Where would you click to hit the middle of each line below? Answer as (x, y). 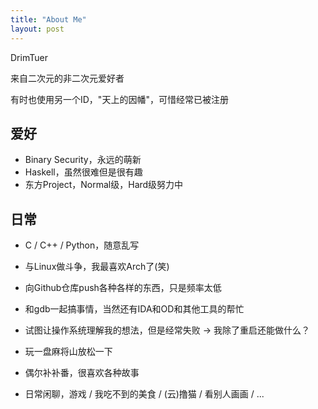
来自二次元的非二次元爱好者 (67, 78)
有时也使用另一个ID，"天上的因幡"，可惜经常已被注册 (119, 99)
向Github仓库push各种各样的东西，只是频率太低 (123, 288)
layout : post (37, 29)
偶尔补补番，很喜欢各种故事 (82, 373)
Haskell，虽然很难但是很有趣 (83, 172)
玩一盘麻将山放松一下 (68, 352)
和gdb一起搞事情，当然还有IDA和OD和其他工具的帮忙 (134, 309)
